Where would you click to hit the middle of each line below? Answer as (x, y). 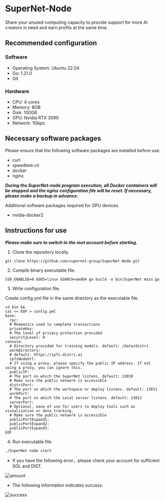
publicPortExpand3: (30, 428)
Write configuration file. (36, 288)
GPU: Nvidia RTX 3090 (35, 118)
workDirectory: (25, 350)
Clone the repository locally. (41, 252)
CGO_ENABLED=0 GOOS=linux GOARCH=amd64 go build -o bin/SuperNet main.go (82, 279)
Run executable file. (32, 441)
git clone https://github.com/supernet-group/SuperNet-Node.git (72, 261)
